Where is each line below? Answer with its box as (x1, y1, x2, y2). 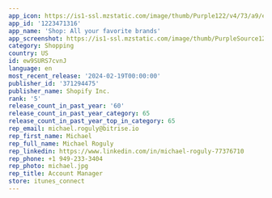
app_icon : (8, 11, 42, 20)
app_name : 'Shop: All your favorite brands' (8, 27, 161, 35)
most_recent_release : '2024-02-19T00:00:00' (8, 72, 161, 80)
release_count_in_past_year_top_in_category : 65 (8, 117, 176, 125)
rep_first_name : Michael (8, 132, 92, 140)
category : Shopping (8, 42, 74, 50)
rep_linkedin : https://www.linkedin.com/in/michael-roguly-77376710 (8, 147, 244, 155)
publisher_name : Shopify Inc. (8, 86, 111, 95)
